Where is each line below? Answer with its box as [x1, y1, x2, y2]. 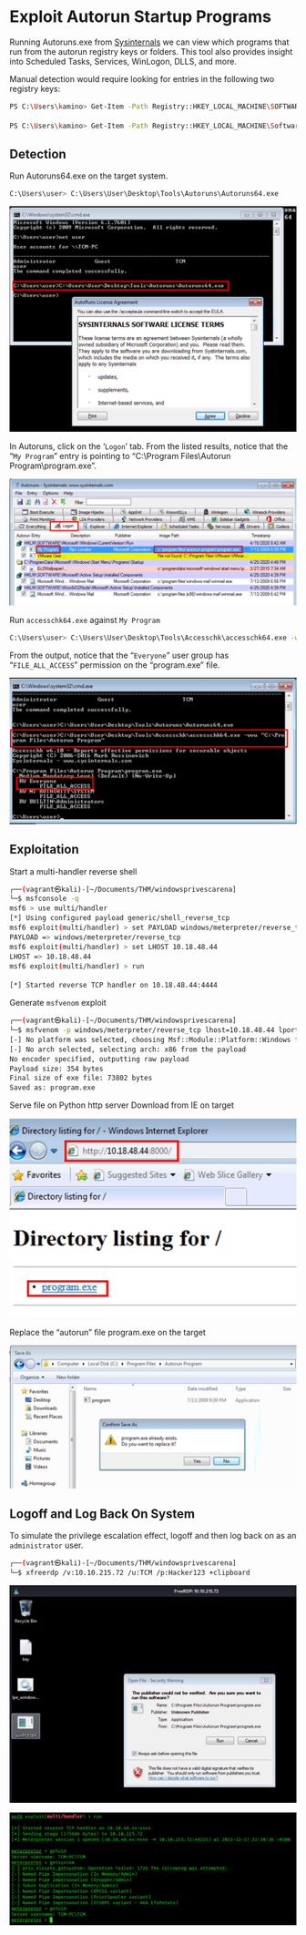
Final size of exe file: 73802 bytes [9, 1073, 153, 1083]
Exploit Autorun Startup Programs [9, 6, 271, 27]
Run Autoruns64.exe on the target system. [9, 170, 168, 181]
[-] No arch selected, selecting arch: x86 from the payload [9, 1045, 247, 1054]
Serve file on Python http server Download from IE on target [9, 1100, 235, 1111]
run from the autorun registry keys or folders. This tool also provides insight [9, 46, 293, 56]
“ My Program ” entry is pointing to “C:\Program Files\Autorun [9, 451, 231, 462]
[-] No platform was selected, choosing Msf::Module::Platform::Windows [9, 1035, 291, 1044]
